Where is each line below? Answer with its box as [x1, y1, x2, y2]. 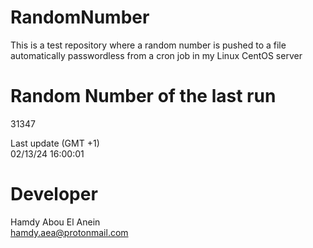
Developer [10, 183, 98, 206]
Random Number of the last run [10, 85, 277, 108]
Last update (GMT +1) [10, 137, 100, 149]
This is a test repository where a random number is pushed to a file [10, 39, 287, 51]
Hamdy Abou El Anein [10, 216, 101, 228]
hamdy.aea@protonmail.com [10, 226, 129, 238]
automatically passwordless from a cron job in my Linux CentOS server [10, 49, 303, 61]
